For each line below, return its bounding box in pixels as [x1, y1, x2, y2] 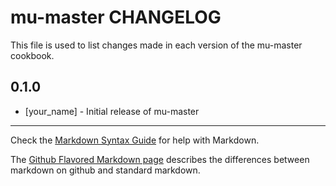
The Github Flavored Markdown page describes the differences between [10, 153, 310, 165]
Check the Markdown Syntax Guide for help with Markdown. [10, 134, 260, 146]
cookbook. [10, 49, 55, 61]
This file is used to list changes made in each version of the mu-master [10, 39, 303, 51]
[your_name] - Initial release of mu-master [24, 105, 200, 117]
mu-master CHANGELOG [10, 6, 222, 29]
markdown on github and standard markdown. [10, 164, 201, 176]
